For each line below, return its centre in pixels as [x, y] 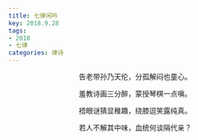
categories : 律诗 [36, 53]
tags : [17, 30]
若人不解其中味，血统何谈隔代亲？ [135, 128]
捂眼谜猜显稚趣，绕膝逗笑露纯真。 [135, 110]
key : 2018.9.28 [34, 23]
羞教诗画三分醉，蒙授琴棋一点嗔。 [135, 94]
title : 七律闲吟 [33, 16]
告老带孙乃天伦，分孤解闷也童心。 [135, 76]
